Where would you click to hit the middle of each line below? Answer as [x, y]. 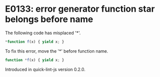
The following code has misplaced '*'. [43, 33]
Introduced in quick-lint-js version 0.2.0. [45, 69]
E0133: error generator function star [80, 9]
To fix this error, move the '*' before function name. [57, 51]
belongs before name [49, 19]
